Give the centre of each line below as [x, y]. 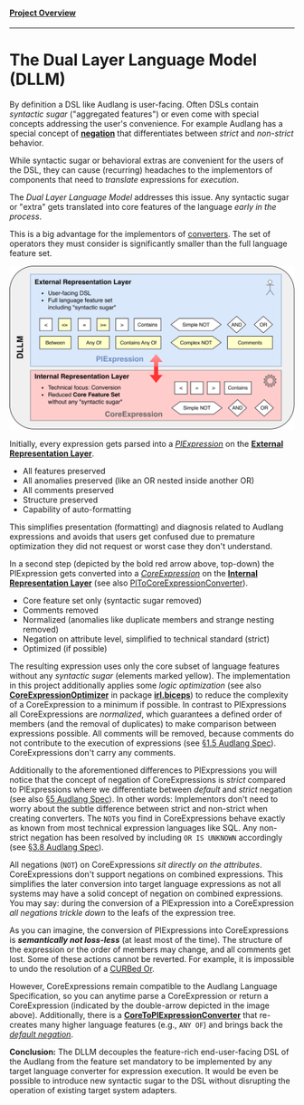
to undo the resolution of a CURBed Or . [82, 969]
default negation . [42, 1034]
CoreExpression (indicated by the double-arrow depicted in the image [139, 1005]
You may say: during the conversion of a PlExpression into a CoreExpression [152, 903]
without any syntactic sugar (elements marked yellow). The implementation [150, 676]
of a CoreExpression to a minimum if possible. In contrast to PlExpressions [148, 705]
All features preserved [64, 472]
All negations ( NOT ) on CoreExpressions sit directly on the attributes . [136, 865]
